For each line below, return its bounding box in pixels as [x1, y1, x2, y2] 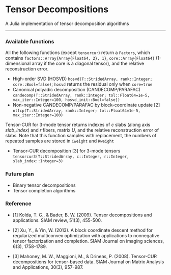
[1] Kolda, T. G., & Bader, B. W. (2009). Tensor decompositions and [12, 212, 152, 218]
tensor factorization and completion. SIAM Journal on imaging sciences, [12, 238, 164, 244]
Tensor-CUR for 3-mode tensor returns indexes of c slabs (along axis [5, 121, 151, 128]
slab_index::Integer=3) [12, 159, 64, 164]
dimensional [5, 60, 31, 67]
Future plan [5, 170, 34, 178]
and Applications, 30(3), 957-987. [12, 264, 84, 270]
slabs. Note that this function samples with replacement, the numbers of [5, 133, 157, 139]
